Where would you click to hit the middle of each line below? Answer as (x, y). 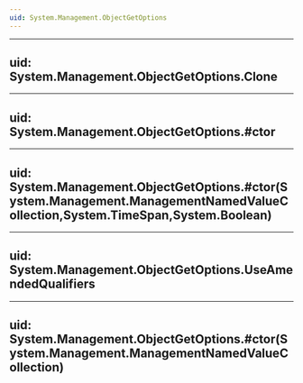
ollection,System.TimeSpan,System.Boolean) (141, 215)
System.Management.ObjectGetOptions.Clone (143, 77)
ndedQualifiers (53, 284)
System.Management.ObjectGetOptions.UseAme (151, 270)
